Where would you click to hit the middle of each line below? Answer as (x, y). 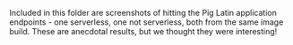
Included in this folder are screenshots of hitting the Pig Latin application (143, 13)
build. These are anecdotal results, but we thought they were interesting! (143, 31)
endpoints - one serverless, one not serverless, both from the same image (146, 22)
